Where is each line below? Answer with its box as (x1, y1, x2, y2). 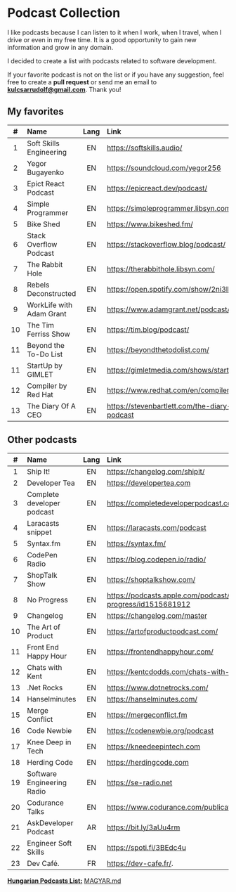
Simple (27, 199, 50, 209)
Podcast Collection (7, 5, 121, 21)
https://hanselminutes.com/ (106, 694, 198, 704)
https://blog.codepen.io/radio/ (106, 554, 206, 564)
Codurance (27, 798, 65, 808)
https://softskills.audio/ (106, 143, 183, 153)
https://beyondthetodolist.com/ (106, 344, 209, 354)
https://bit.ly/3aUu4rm (106, 822, 181, 832)
